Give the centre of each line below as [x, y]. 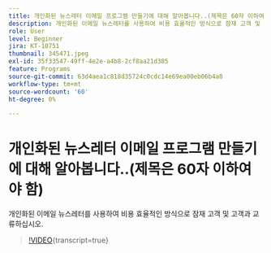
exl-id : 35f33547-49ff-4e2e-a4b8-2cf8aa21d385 [88, 62]
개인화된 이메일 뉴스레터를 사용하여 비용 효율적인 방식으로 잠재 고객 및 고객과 [130, 214]
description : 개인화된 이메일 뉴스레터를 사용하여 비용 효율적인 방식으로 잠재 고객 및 [135, 24]
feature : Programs [39, 69]
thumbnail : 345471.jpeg [49, 54]
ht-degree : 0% [32, 99]
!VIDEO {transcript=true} [69, 240]
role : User [27, 31]
